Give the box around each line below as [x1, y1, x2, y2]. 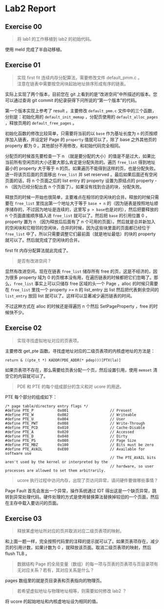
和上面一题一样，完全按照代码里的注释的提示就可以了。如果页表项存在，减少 [5, 538, 159, 544]
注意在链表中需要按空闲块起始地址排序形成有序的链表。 [17, 80, 128, 86]
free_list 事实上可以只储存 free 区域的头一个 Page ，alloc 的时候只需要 [14, 280, 159, 286]
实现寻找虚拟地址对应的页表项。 [17, 337, 82, 343]
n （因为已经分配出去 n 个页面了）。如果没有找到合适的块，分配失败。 [5, 183, 144, 189]
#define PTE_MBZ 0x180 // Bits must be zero [5, 442, 154, 447]
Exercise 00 [5, 23, 42, 31]
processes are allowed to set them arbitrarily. [5, 468, 106, 473]
